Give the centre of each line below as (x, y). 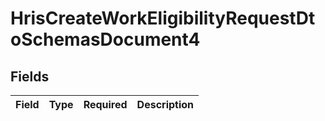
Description (165, 104)
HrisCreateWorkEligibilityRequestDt (163, 18)
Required (105, 104)
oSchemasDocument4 (105, 39)
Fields (30, 76)
